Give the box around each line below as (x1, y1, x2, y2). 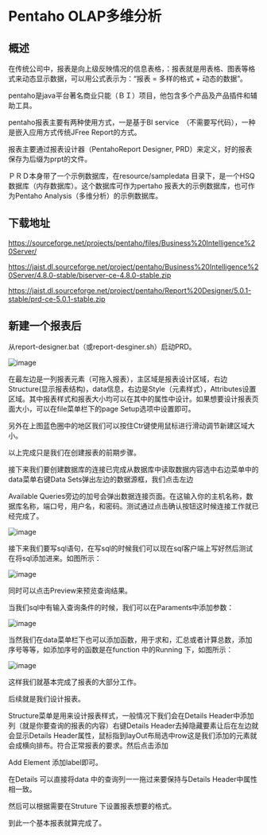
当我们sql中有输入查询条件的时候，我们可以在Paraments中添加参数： (8, 602, 234, 612)
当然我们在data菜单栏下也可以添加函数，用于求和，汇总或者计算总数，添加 (8, 635, 253, 644)
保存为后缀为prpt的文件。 (8, 154, 92, 164)
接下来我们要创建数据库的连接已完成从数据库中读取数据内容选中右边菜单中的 (8, 464, 259, 474)
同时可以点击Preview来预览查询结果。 (8, 586, 133, 595)
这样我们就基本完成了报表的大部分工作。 (8, 677, 141, 686)
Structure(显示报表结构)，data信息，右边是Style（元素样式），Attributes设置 (8, 384, 257, 393)
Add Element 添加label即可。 (8, 757, 103, 767)
